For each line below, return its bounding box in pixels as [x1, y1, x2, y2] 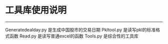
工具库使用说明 [5, 4, 67, 16]
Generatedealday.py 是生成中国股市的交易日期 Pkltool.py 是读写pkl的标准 [5, 26, 156, 32]
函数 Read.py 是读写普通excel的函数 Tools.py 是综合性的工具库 [9, 33, 138, 39]
